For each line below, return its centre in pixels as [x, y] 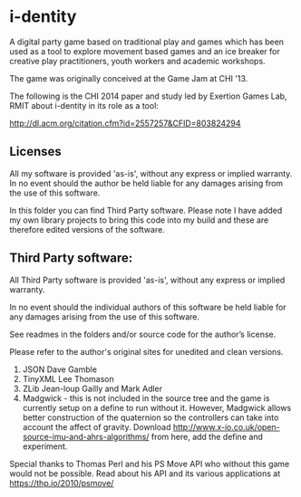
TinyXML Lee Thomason [68, 378]
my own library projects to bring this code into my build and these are [139, 220]
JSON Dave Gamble [60, 369]
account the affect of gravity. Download [97, 426]
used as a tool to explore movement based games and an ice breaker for [145, 51]
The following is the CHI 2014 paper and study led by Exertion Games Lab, [148, 96]
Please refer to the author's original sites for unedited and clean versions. [146, 351]
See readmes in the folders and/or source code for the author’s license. [143, 334]
